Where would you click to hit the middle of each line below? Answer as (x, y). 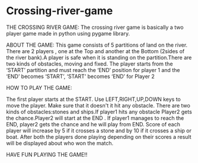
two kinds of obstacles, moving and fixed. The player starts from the (90, 64)
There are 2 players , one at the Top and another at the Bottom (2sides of (95, 51)
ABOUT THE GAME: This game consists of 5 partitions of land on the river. (97, 45)
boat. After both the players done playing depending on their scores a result (99, 136)
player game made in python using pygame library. (68, 33)
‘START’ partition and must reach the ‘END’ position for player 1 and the (93, 70)
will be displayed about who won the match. (60, 143)
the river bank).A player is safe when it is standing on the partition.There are (99, 57)
